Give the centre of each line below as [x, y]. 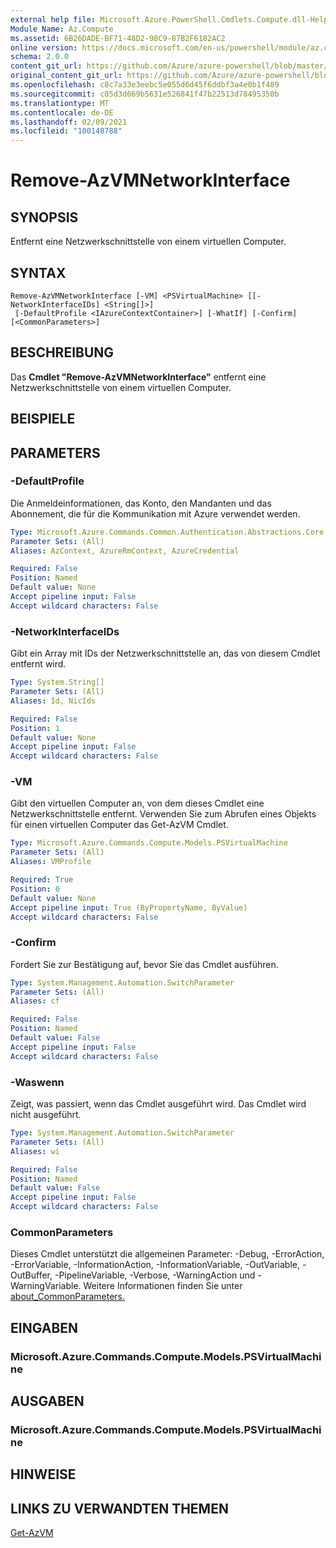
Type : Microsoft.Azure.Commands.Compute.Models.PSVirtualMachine [149, 843]
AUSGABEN [47, 1401]
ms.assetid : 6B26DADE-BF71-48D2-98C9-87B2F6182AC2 [118, 38]
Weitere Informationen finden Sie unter [163, 1286]
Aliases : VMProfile [51, 862]
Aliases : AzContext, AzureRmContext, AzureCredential [125, 551]
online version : [44, 47]
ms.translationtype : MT [60, 103]
